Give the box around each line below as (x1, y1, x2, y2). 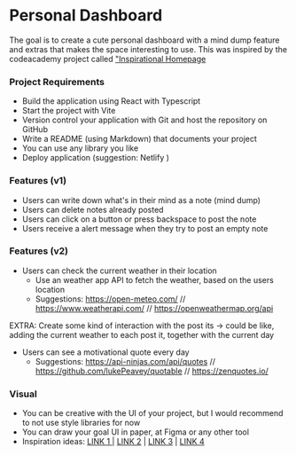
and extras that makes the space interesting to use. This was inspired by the (9, 43, 288, 54)
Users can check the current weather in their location (21, 265, 217, 276)
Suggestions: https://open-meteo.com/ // (35, 294, 186, 304)
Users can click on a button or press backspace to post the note (21, 214, 257, 224)
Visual (9, 388, 37, 400)
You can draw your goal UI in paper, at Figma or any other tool (21, 427, 250, 437)
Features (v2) (9, 245, 69, 257)
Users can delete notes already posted (21, 204, 164, 215)
